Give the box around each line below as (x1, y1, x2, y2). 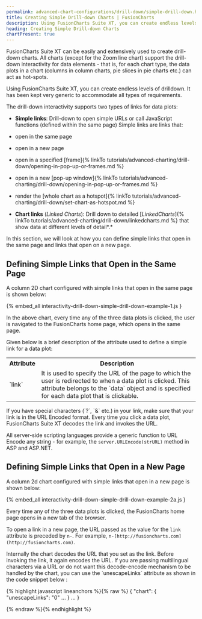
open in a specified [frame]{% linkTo (14, 156, 106, 163)
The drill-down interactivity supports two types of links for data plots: (6, 103, 179, 110)
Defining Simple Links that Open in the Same (6, 259, 176, 269)
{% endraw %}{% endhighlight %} (6, 605, 91, 612)
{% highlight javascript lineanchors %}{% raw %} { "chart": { (6, 587, 157, 594)
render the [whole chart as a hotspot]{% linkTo (14, 192, 131, 200)
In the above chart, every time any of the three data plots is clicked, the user (6, 314, 195, 321)
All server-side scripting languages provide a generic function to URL (6, 432, 178, 439)
